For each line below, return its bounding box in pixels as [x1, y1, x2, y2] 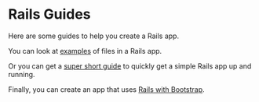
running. [8, 69, 35, 79]
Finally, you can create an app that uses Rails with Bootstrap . [8, 84, 206, 94]
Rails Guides [8, 5, 92, 23]
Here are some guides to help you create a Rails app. [8, 31, 179, 40]
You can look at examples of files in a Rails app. [8, 46, 162, 55]
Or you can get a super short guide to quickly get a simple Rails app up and [8, 61, 252, 71]
